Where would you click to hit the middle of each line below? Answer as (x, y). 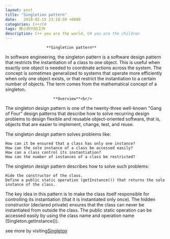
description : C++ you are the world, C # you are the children (73, 34)
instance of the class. (31, 185)
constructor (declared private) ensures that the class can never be (75, 205)
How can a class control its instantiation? (53, 153)
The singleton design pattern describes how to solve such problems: (77, 166)
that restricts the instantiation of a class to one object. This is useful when (83, 62)
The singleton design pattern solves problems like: (58, 134)
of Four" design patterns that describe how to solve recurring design (77, 113)
